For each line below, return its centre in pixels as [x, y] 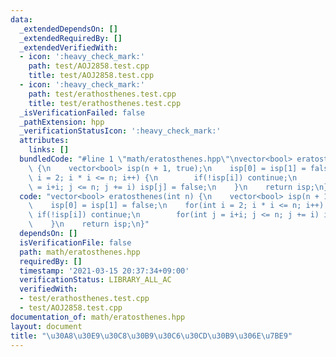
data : [21, 19]
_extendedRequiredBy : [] [71, 38]
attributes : [44, 141]
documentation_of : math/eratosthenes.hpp [98, 317]
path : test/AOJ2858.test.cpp [89, 66]
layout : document [46, 326]
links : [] [49, 150]
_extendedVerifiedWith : [68, 47]
